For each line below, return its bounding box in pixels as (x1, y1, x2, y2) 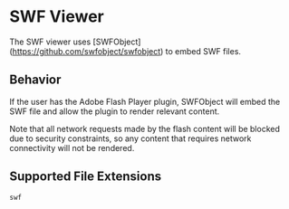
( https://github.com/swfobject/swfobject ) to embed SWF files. (9, 45, 242, 56)
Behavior (9, 72, 62, 88)
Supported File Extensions (9, 169, 162, 185)
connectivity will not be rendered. (9, 142, 135, 153)
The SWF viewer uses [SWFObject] (9, 36, 141, 47)
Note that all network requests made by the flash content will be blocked (9, 123, 281, 134)
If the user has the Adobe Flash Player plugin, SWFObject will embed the (9, 96, 281, 107)
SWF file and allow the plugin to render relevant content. (9, 106, 220, 117)
